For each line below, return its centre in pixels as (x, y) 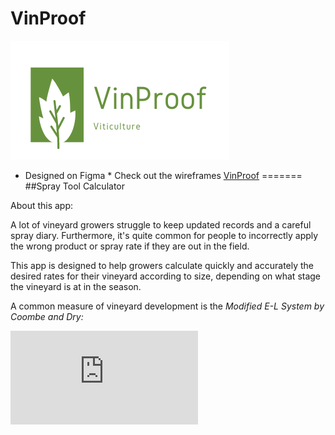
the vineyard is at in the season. (76, 286)
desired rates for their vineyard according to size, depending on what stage (166, 276)
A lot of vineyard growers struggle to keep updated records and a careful (161, 224)
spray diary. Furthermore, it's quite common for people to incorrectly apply (164, 235)
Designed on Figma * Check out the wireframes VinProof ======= (163, 175)
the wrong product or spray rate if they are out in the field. (130, 246)
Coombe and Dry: (47, 316)
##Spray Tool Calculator (74, 186)
